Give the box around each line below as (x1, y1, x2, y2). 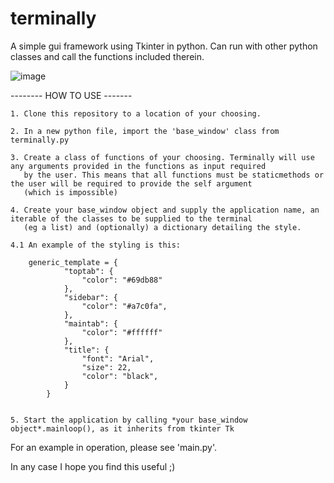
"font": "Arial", (81, 353, 155, 364)
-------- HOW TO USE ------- (10, 89, 133, 101)
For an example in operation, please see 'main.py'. (10, 441, 218, 453)
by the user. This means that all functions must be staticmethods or (23, 170, 325, 180)
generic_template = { (28, 257, 118, 267)
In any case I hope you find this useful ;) (10, 460, 176, 472)
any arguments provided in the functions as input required (10, 161, 267, 171)
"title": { (63, 345, 110, 355)
